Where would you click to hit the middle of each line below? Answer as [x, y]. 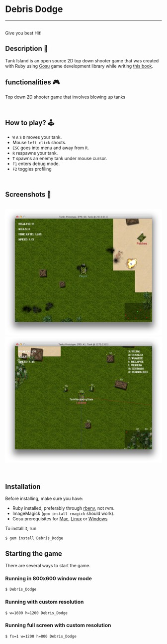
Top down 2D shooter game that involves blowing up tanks [65, 97]
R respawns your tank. [35, 153]
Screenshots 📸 [28, 194]
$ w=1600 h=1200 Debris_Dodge [37, 613]
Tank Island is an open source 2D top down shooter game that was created [82, 60]
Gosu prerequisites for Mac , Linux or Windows [60, 519]
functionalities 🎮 [33, 83]
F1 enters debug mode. [36, 164]
